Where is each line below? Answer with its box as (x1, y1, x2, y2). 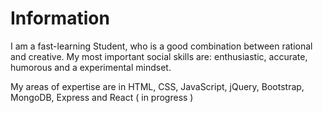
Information (10, 7, 110, 30)
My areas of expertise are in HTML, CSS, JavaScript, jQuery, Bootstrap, (10, 80, 305, 92)
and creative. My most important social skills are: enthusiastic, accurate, (10, 50, 308, 62)
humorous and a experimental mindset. (10, 61, 172, 73)
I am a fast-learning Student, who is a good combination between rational (10, 40, 313, 52)
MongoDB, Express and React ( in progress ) (10, 91, 194, 103)
